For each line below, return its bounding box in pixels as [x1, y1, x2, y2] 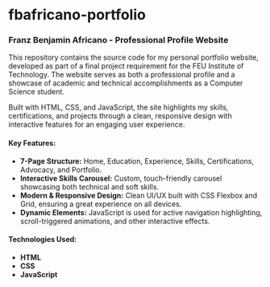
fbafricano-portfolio [8, 6, 147, 24]
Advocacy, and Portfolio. [19, 164, 102, 174]
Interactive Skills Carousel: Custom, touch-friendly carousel [19, 173, 222, 183]
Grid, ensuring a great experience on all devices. [19, 199, 182, 209]
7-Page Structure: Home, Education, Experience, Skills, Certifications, [19, 156, 255, 166]
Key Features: [8, 139, 56, 148]
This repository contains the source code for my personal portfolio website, [8, 52, 260, 62]
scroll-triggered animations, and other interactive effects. [19, 216, 210, 226]
